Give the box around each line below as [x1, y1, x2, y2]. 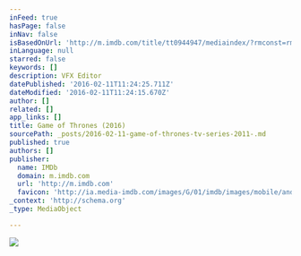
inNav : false [9, 30, 58, 38]
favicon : [17, 188, 50, 197]
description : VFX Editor [9, 72, 102, 81]
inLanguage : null [9, 47, 74, 55]
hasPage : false [9, 21, 66, 30]
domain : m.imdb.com [17, 171, 90, 180]
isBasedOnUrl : [9, 38, 63, 47]
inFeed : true [9, 13, 58, 22]
